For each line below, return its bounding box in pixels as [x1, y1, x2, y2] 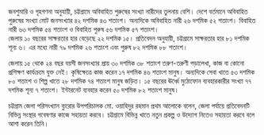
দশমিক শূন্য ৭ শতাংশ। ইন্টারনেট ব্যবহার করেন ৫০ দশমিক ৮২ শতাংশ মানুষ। [8, 85, 180, 94]
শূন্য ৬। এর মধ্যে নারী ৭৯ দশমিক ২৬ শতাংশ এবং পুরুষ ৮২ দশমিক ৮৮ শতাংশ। [8, 43, 188, 52]
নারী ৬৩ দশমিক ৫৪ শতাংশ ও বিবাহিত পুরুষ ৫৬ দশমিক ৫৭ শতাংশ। [8, 25, 159, 34]
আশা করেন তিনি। [8, 119, 49, 128]
